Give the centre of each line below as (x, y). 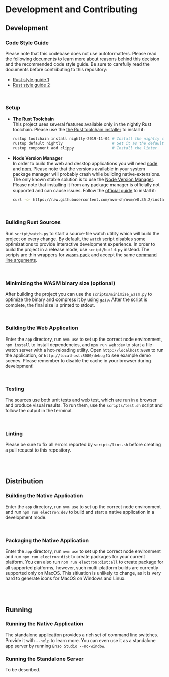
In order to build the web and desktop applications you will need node (85, 163)
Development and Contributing (71, 9)
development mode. (26, 517)
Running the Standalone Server (44, 659)
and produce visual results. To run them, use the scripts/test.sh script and (84, 405)
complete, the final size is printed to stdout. (50, 305)
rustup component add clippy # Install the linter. (86, 148)
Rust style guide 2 (31, 85)
